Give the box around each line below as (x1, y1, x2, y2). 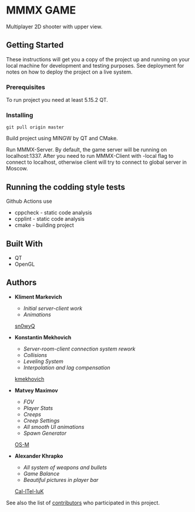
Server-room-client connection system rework (23, 345, 136, 352)
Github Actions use (6, 198, 52, 205)
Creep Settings (23, 417, 60, 424)
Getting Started (6, 40, 64, 50)
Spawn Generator (23, 430, 67, 437)
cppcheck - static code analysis (14, 209, 92, 216)
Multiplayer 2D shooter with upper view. (6, 23, 103, 30)
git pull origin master (6, 124, 65, 130)
